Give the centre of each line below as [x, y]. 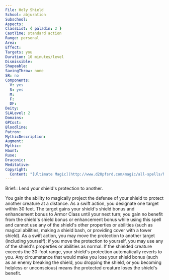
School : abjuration [26, 15]
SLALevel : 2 [18, 113]
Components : [18, 80]
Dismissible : [19, 62]
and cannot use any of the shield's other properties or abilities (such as [79, 225]
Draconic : [16, 160]
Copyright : [17, 170]
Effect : [13, 47]
